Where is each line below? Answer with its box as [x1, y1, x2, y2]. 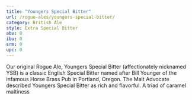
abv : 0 [6, 31, 23, 36]
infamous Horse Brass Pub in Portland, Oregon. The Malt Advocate [6, 75, 170, 82]
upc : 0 [6, 47, 23, 53]
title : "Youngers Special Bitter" [6, 8, 92, 15]
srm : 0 [6, 42, 23, 48]
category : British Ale [6, 19, 62, 25]
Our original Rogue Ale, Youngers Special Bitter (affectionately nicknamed [6, 63, 187, 70]
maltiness [6, 88, 30, 95]
